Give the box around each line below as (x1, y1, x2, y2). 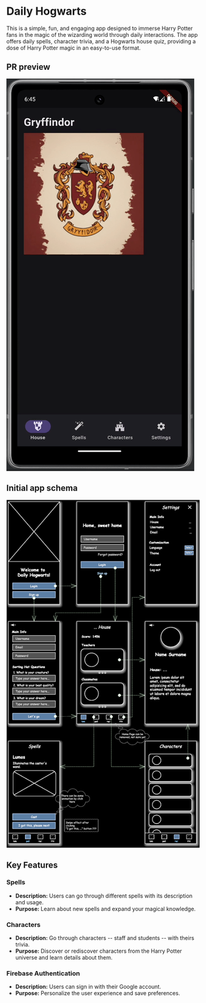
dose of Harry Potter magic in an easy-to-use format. (6, 44, 141, 51)
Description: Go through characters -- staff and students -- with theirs (15, 934, 194, 942)
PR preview (6, 62, 51, 72)
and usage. (15, 898, 44, 906)
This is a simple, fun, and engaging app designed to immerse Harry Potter (6, 25, 193, 32)
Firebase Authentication (6, 969, 80, 978)
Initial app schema (6, 483, 78, 494)
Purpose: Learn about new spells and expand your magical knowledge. (15, 905, 196, 912)
